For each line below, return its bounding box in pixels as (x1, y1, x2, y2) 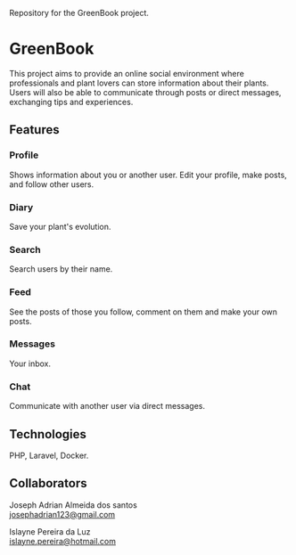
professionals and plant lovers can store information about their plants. (9, 78, 269, 88)
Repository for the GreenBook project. (9, 8, 149, 18)
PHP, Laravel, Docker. (9, 450, 89, 461)
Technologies (9, 427, 87, 442)
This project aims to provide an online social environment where (9, 68, 245, 78)
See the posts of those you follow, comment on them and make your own (9, 306, 278, 317)
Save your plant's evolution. (9, 221, 111, 232)
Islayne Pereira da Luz (9, 526, 91, 537)
